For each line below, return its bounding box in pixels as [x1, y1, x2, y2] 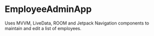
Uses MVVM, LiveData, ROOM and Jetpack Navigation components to [4, 20, 149, 26]
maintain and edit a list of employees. [4, 25, 82, 31]
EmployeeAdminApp [4, 3, 92, 15]
